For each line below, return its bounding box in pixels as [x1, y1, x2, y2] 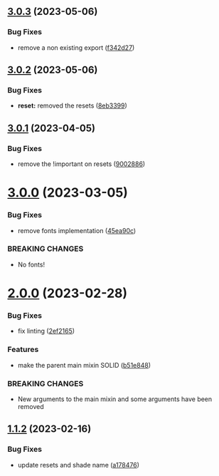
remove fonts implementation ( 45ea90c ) [17, 226, 137, 234]
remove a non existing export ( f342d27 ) [17, 43, 135, 52]
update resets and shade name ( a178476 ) [17, 460, 140, 469]
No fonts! [17, 260, 45, 269]
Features [7, 345, 39, 355]
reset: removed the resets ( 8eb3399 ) [17, 101, 128, 110]
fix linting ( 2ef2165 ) [17, 327, 75, 336]
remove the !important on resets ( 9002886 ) [17, 160, 146, 168]
